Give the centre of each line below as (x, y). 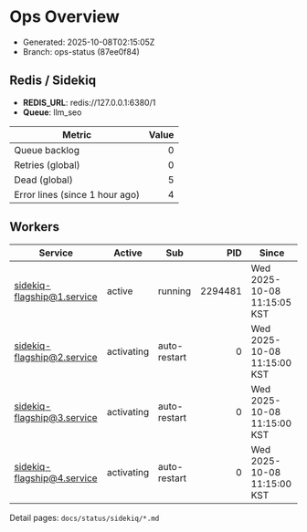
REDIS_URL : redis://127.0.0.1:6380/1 (89, 102)
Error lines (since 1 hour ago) (77, 194)
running (175, 291)
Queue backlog (47, 150)
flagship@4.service (56, 478)
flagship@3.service (56, 417)
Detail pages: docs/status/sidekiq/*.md (85, 517)
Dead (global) (43, 180)
